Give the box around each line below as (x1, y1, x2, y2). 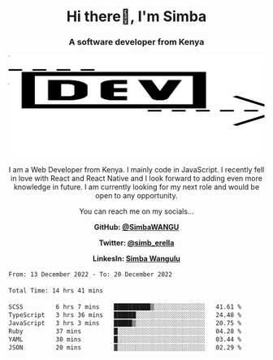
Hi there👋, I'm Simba (66, 7, 207, 26)
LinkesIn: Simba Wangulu (93, 254, 180, 263)
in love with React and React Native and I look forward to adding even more (11, 174, 262, 184)
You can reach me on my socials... (79, 206, 194, 216)
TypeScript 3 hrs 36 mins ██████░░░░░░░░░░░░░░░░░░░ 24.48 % (8, 311, 242, 319)
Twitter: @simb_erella (98, 238, 175, 248)
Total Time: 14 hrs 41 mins (8, 287, 104, 295)
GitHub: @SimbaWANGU (93, 223, 180, 232)
